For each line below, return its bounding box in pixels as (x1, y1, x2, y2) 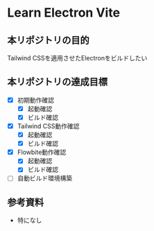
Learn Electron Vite (7, 5, 120, 21)
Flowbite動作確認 (17, 148, 67, 157)
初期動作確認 (17, 96, 54, 104)
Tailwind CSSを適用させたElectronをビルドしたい (7, 54, 148, 62)
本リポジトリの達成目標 (7, 76, 108, 88)
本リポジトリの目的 (7, 34, 89, 46)
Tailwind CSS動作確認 (17, 122, 80, 130)
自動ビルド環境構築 (17, 174, 73, 182)
